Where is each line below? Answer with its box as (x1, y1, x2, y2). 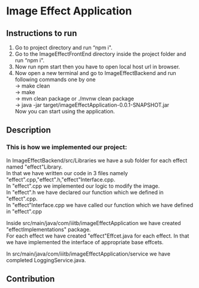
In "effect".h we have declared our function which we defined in (6, 188, 164, 196)
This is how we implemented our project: (6, 143, 128, 151)
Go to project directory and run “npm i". (14, 44, 113, 51)
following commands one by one (14, 76, 96, 83)
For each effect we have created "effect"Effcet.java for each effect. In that (6, 232, 189, 239)
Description (6, 125, 51, 136)
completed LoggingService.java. (6, 256, 86, 263)
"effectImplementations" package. (6, 226, 91, 233)
